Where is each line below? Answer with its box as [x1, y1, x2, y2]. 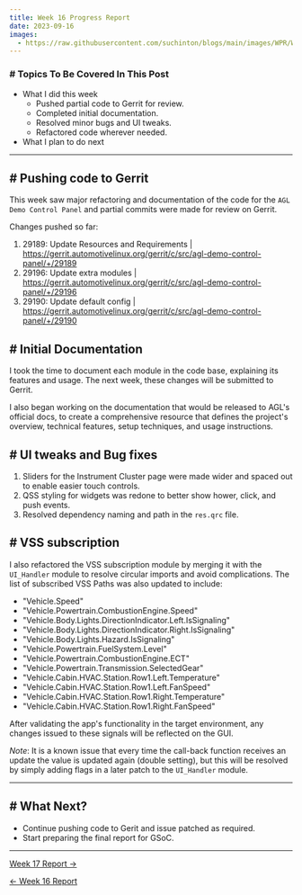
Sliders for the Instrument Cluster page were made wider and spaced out [22, 470, 293, 481]
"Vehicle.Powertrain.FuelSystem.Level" [22, 643, 168, 654]
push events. [22, 499, 71, 510]
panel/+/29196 [22, 287, 77, 298]
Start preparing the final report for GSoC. [22, 832, 174, 843]
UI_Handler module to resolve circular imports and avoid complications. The [9, 568, 290, 579]
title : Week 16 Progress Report [9, 13, 130, 22]
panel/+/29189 [22, 258, 77, 269]
